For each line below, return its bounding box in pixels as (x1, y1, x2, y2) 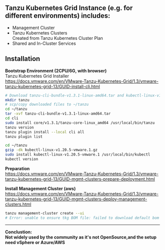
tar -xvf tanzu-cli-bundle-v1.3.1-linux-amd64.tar (5, 111, 111, 116)
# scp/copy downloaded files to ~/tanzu (5, 102, 89, 107)
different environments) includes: (5, 12, 110, 20)
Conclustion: (5, 229, 32, 235)
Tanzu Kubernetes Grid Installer (5, 73, 69, 79)
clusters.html (5, 201, 31, 207)
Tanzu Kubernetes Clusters (12, 30, 68, 36)
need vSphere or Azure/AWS (5, 239, 65, 245)
